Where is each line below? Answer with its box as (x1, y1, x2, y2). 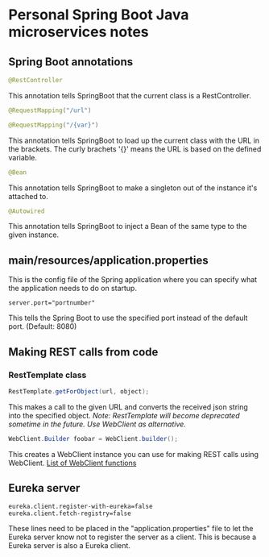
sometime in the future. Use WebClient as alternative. (8, 419, 187, 429)
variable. (8, 152, 38, 162)
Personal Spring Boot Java (8, 6, 189, 24)
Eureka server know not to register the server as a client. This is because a (8, 532, 257, 542)
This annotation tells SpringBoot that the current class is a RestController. (8, 90, 251, 100)
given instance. (8, 230, 59, 239)
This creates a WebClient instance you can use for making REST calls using (8, 449, 259, 459)
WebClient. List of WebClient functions (8, 458, 137, 468)
